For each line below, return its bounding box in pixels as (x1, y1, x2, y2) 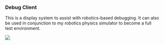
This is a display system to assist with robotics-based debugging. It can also (5, 15, 159, 21)
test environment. (5, 25, 41, 31)
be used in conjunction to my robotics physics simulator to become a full (5, 20, 152, 26)
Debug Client (5, 4, 37, 11)
